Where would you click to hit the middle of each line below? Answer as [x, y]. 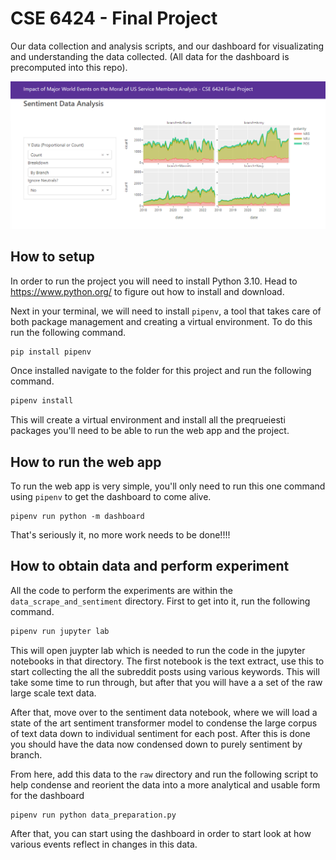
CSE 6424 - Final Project [114, 18]
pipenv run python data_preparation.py [93, 815]
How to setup [52, 257]
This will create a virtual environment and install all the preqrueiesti [148, 420]
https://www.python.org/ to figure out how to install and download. [147, 291]
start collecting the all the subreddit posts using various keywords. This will [165, 671]
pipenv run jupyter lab [60, 631]
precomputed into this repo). [69, 67]
